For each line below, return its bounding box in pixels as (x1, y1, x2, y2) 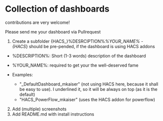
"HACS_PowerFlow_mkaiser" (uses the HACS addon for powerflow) (19, 96, 156, 103)
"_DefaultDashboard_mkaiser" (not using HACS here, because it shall (19, 81, 159, 87)
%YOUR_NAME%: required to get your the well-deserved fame (12, 62, 139, 68)
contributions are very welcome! (5, 19, 70, 25)
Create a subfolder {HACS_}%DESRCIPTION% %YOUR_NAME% (12, 38, 140, 44)
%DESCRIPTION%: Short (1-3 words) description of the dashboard (12, 52, 146, 59)
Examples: (12, 71, 33, 77)
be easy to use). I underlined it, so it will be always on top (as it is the (19, 86, 158, 92)
